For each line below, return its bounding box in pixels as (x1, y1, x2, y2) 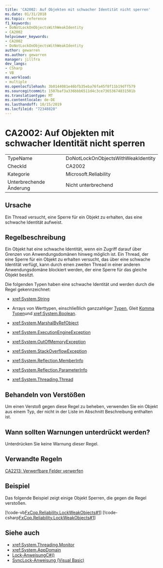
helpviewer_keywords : (5, 35, 49, 39)
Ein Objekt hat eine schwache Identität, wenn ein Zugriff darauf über (5, 246, 142, 252)
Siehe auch (5, 529, 40, 537)
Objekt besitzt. (5, 272, 34, 278)
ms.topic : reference (5, 16, 47, 21)
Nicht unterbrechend (65, 181, 113, 188)
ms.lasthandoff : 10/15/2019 (5, 102, 62, 107)
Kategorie (7, 171, 30, 177)
